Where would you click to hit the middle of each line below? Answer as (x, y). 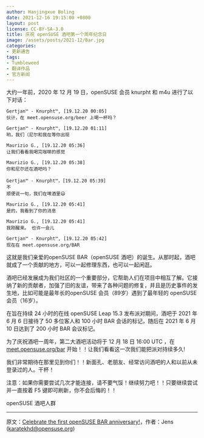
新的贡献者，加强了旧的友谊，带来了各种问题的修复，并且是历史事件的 (104, 285)
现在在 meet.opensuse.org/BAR (43, 245)
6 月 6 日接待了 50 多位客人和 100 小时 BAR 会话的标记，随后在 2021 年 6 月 (101, 321)
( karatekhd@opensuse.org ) (41, 429)
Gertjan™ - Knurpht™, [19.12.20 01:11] (57, 128)
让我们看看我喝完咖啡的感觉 (36, 152)
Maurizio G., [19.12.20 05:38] (46, 163)
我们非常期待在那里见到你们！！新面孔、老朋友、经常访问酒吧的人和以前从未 (102, 362)
